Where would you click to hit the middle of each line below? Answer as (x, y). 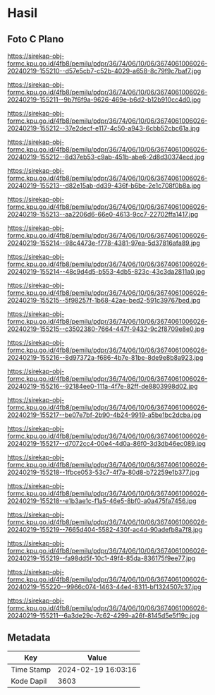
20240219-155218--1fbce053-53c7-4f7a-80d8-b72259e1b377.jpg (103, 472)
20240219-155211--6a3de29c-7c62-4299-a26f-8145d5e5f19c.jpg (103, 616)
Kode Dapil (29, 681)
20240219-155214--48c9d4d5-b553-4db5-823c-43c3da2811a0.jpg (106, 272)
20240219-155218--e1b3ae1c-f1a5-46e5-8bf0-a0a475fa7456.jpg (102, 501)
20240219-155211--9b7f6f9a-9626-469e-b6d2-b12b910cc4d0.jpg (104, 99)
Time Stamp (31, 670)
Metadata (29, 637)
